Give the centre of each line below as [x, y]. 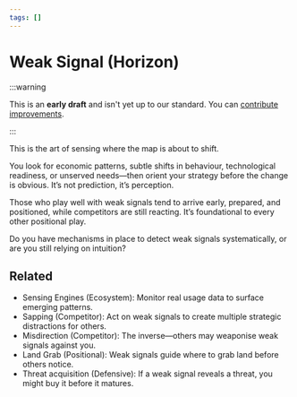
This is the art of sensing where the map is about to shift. [114, 148]
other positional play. [48, 221]
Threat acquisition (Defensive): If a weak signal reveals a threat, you [147, 374]
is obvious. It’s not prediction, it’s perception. [92, 185]
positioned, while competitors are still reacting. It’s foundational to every [142, 211]
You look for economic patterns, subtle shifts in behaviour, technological [143, 166]
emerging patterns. [58, 307]
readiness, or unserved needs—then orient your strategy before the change [149, 175]
